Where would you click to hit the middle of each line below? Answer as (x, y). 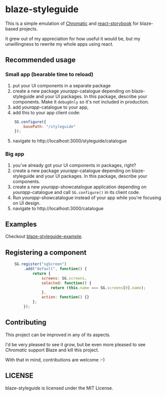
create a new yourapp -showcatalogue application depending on (79, 187)
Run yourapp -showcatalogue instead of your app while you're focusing (87, 197)
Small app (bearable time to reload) (49, 75)
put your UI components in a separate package (61, 85)
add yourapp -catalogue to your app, (50, 107)
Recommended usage (40, 60)
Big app (15, 154)
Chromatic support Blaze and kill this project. (52, 350)
